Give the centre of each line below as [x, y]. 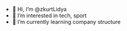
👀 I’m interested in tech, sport [49, 15]
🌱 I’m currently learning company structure [66, 22]
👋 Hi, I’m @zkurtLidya [39, 9]
